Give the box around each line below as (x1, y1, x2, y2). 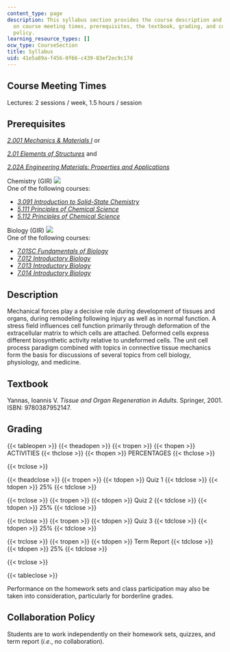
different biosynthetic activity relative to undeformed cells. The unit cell (7, 336, 208, 345)
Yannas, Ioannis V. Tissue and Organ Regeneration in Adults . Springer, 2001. (7, 396, 223, 404)
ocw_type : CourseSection (7, 42, 78, 49)
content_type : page (7, 10, 63, 17)
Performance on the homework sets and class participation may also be (7, 584, 210, 592)
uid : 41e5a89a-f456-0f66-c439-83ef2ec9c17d (7, 55, 133, 62)
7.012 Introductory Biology (16, 255, 91, 263)
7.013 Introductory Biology (16, 261, 91, 270)
